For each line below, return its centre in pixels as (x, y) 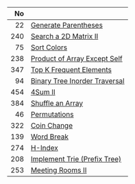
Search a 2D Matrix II (64, 36)
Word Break (49, 137)
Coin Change (52, 125)
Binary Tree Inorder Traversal (77, 81)
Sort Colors (49, 47)
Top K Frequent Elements (71, 70)
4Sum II (43, 92)
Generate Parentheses (66, 25)
